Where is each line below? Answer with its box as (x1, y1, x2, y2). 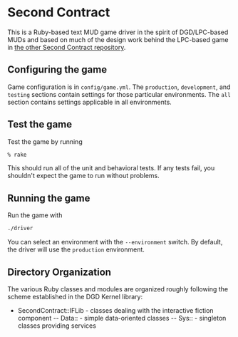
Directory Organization (7, 266, 112, 278)
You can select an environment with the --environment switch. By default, (7, 238, 223, 247)
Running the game (7, 192, 90, 204)
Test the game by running (7, 137, 83, 146)
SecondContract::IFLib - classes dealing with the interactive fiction (17, 306, 214, 314)
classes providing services (17, 321, 96, 330)
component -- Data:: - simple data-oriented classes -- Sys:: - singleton (17, 313, 227, 322)
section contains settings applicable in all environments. (7, 98, 172, 106)
